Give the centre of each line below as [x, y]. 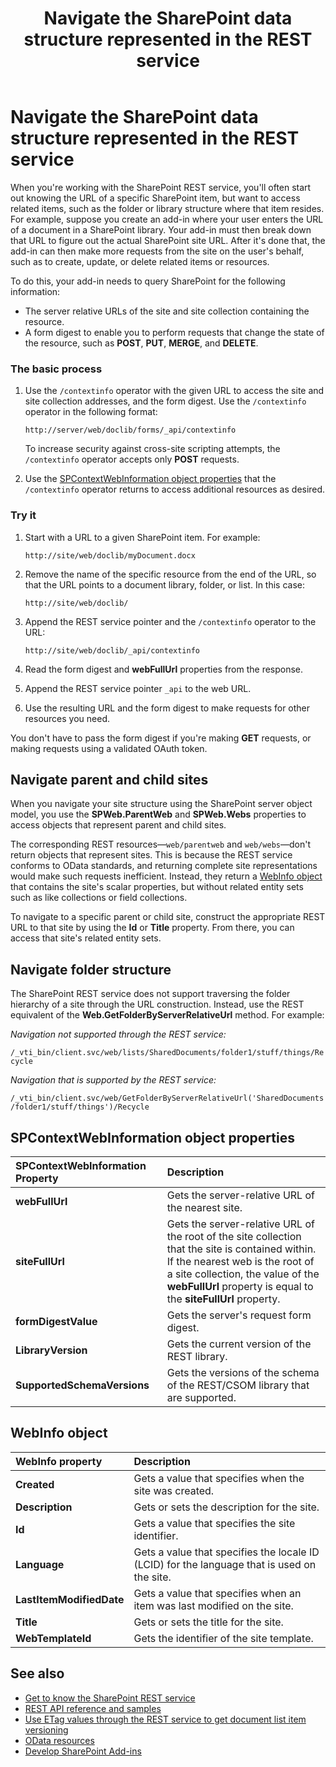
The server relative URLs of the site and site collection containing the [167, 311]
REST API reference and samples [93, 1708]
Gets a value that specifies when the [219, 1478]
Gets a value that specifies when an [217, 1593]
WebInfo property [59, 1461]
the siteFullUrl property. [223, 1299]
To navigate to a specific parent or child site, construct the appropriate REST [168, 917]
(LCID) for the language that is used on [225, 1564]
